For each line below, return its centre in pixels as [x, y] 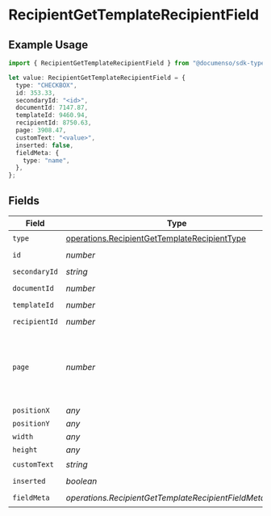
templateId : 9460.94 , [52, 115]
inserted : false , [45, 145]
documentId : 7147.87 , [52, 108]
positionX [31, 410]
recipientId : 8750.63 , [54, 123]
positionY [31, 423]
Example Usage [48, 45]
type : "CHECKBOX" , [47, 85]
